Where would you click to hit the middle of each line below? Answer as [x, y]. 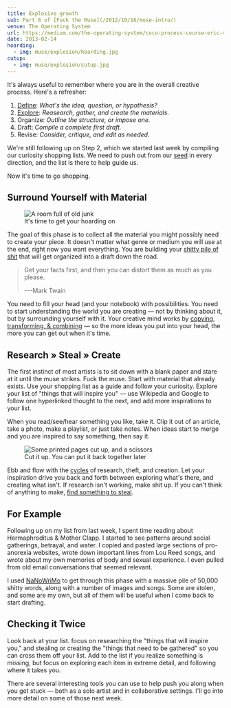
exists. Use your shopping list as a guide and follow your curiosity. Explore [112, 386]
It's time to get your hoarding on [70, 221]
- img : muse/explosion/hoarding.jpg [66, 52]
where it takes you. [34, 670]
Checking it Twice [46, 624]
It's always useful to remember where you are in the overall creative [103, 84]
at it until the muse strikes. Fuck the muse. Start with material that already [111, 379]
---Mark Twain [45, 291]
